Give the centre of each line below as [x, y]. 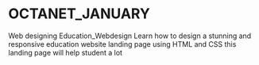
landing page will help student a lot [66, 52]
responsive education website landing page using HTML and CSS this [122, 44]
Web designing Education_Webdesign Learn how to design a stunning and [130, 36]
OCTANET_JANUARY [79, 14]
